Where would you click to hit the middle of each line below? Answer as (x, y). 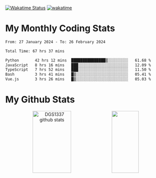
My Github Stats (40, 100)
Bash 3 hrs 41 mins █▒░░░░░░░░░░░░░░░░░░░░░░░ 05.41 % (78, 75)
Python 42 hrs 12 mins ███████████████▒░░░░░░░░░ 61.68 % (78, 60)
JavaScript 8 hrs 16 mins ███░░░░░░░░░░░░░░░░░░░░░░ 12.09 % (78, 65)
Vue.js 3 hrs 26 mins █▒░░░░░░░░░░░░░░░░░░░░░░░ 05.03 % (78, 79)
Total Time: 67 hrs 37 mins (35, 51)
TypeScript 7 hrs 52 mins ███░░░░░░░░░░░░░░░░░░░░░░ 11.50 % (78, 70)
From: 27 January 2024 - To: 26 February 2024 (55, 42)
